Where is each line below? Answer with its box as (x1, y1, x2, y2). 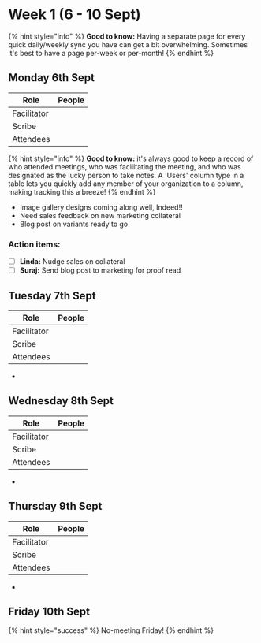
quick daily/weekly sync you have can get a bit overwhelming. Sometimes (8, 39, 248, 49)
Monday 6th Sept (8, 71, 95, 84)
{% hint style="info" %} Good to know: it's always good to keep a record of (8, 154, 254, 163)
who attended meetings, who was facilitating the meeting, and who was (8, 162, 242, 171)
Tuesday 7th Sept (8, 289, 96, 303)
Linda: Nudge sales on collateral (19, 257, 125, 266)
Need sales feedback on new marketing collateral (19, 210, 181, 220)
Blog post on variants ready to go (19, 219, 129, 229)
